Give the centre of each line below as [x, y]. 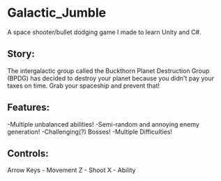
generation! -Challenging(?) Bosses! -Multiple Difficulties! [90, 132]
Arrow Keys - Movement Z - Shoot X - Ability [71, 170]
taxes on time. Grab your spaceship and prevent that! [84, 86]
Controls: [28, 154]
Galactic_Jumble [57, 13]
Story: [21, 54]
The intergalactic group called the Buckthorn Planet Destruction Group [108, 70]
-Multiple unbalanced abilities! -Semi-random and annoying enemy [104, 124]
